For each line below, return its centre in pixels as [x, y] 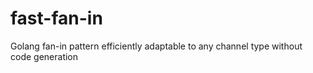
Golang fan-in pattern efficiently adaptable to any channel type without [156, 46]
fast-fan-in [56, 18]
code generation [44, 56]
